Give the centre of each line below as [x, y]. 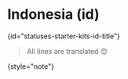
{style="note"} [31, 66]
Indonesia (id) [53, 14]
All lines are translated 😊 [67, 51]
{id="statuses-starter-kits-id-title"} [64, 36]
